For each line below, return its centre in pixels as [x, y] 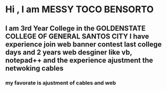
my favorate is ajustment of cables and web [61, 83]
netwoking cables [35, 68]
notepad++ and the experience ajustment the [79, 60]
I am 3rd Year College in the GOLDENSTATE [76, 28]
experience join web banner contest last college [84, 44]
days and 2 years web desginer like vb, [69, 52]
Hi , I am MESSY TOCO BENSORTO [79, 9]
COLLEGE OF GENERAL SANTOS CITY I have [77, 36]
